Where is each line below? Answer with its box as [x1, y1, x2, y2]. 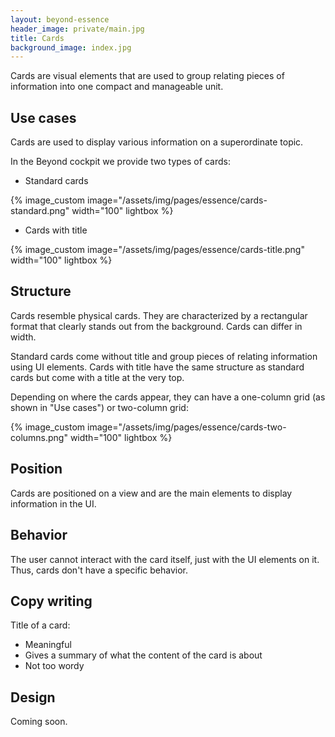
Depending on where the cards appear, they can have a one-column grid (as [10, 391, 326, 403]
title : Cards [10, 33, 65, 43]
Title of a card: [10, 619, 71, 631]
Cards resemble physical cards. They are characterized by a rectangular [10, 309, 308, 321]
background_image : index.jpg [10, 42, 132, 53]
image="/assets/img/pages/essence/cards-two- [87, 421, 287, 433]
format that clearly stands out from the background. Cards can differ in [10, 320, 303, 332]
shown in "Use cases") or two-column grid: [10, 401, 189, 413]
